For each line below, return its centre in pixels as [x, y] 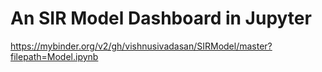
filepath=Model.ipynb [54, 56]
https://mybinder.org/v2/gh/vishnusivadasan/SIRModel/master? [141, 46]
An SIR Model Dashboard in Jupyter [161, 18]
